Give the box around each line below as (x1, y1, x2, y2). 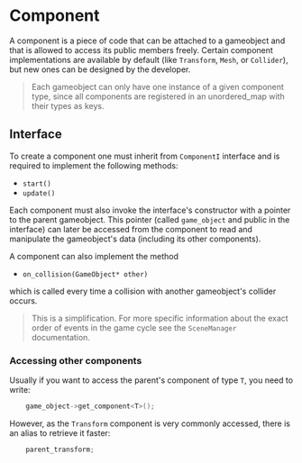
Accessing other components (9, 354, 142, 367)
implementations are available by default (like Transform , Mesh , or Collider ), (9, 54, 288, 65)
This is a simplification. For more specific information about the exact (31, 313, 288, 323)
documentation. (31, 331, 90, 342)
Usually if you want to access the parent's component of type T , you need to (9, 375, 294, 386)
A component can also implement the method (9, 250, 178, 261)
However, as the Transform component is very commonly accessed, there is (9, 418, 291, 429)
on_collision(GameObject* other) (22, 269, 149, 279)
